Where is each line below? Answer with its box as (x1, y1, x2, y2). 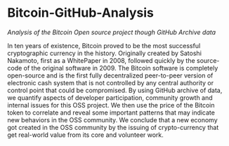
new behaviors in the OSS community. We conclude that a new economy (7, 115, 218, 124)
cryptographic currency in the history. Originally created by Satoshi (7, 49, 202, 57)
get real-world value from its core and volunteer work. (7, 131, 164, 139)
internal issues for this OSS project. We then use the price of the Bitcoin (7, 101, 215, 109)
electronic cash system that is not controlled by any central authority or (7, 78, 214, 87)
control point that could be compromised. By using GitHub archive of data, (7, 86, 223, 94)
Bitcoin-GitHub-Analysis (7, 5, 155, 21)
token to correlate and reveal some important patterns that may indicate (7, 108, 216, 117)
